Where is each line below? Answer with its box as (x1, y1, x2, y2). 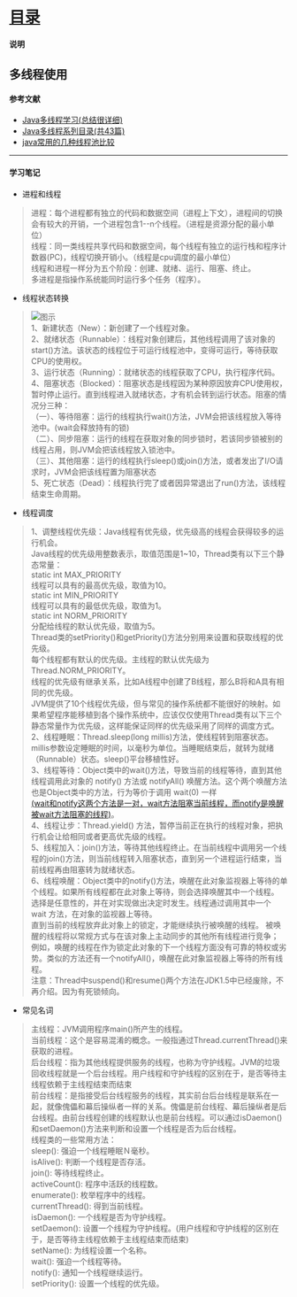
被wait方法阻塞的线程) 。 (30, 808, 119, 819)
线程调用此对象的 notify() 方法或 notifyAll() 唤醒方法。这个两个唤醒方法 (30, 776, 287, 786)
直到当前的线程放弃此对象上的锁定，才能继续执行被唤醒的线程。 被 (30, 919, 274, 930)
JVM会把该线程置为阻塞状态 (54, 466, 157, 477)
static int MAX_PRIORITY (30, 569, 122, 580)
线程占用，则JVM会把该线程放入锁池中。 (30, 444, 180, 455)
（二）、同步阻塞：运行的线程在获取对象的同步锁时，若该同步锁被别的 (30, 433, 283, 444)
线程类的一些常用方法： (30, 1134, 117, 1145)
